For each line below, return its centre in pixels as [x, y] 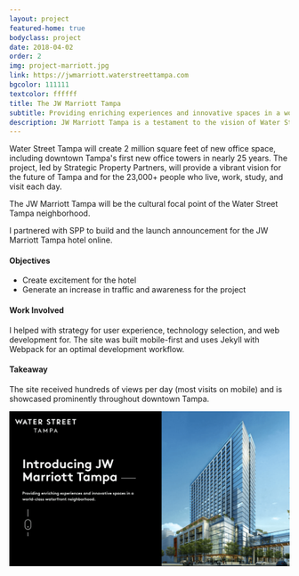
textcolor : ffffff [43, 94]
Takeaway [29, 369]
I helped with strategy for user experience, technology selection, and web [145, 330]
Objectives [30, 260]
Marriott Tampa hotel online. [61, 240]
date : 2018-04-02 [41, 47]
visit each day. [36, 186]
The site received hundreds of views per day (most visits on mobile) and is [146, 389]
